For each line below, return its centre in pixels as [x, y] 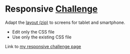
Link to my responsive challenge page [43, 46]
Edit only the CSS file [33, 32]
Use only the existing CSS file [42, 37]
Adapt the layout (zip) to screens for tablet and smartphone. [65, 22]
